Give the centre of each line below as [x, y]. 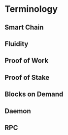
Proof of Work [27, 61]
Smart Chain [24, 27]
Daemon [18, 111]
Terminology [31, 9]
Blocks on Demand [34, 94]
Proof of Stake [27, 77]
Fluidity [17, 44]
